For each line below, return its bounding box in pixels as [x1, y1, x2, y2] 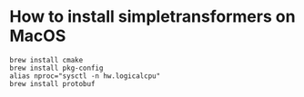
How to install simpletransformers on [9, 6, 296, 27]
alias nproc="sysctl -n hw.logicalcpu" [9, 71, 161, 81]
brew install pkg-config [9, 63, 104, 73]
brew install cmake [9, 55, 84, 64]
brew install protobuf [9, 79, 96, 88]
